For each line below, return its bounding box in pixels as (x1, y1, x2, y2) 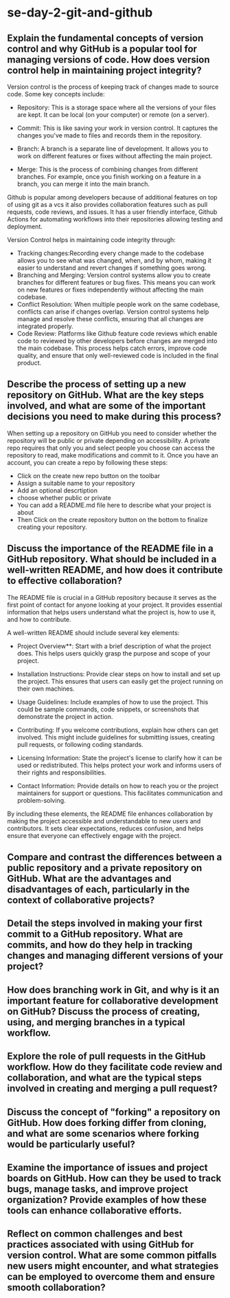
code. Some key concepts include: (7, 90, 105, 98)
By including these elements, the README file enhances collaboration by (7, 810, 214, 818)
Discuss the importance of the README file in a (7, 543, 214, 554)
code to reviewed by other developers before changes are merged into (16, 337, 218, 345)
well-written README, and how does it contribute (7, 564, 223, 576)
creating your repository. (16, 523, 87, 531)
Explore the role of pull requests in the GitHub (7, 1050, 206, 1062)
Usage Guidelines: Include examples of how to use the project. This (16, 697, 209, 706)
